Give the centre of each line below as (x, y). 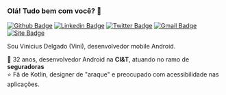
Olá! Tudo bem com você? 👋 (54, 11)
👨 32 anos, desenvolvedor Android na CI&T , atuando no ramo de (98, 59)
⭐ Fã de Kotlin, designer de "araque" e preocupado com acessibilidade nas (113, 74)
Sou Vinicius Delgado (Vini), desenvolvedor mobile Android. (91, 46)
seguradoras (26, 67)
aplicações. (23, 84)
